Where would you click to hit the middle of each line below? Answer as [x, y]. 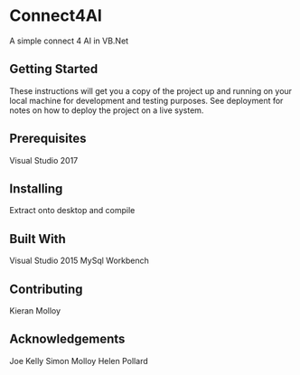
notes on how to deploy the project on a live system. [107, 110]
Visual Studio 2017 [44, 160]
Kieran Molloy [35, 311]
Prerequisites [48, 139]
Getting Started [54, 69]
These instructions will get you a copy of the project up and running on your [150, 90]
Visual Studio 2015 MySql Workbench [79, 261]
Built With [37, 239]
